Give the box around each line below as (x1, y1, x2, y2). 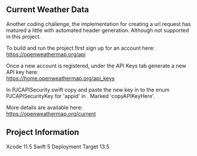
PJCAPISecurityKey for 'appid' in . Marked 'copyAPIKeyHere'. (6, 92, 156, 99)
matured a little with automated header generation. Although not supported (6, 27, 189, 34)
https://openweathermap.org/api (6, 50, 86, 58)
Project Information (6, 127, 79, 138)
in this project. (6, 32, 41, 40)
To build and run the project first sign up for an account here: (6, 44, 155, 51)
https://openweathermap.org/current (6, 110, 96, 117)
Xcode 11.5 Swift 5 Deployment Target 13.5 (6, 143, 109, 150)
